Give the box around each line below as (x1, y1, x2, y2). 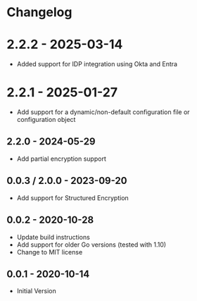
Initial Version (16, 287, 57, 295)
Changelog (6, 4, 72, 20)
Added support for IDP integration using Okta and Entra (16, 60, 177, 68)
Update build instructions (16, 233, 91, 241)
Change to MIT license (16, 247, 83, 256)
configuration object (16, 116, 76, 124)
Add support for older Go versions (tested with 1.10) (16, 240, 167, 249)
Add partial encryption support (16, 154, 106, 163)
